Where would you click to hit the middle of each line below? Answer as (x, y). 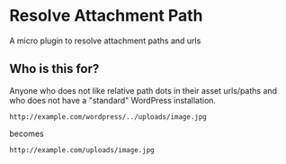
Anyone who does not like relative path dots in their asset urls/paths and (143, 90)
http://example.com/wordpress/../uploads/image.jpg (108, 117)
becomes (27, 133)
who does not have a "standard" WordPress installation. (113, 100)
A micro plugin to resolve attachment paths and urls (105, 41)
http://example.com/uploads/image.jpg (82, 150)
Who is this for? (54, 69)
